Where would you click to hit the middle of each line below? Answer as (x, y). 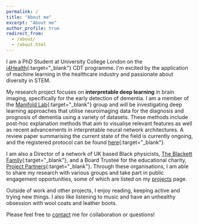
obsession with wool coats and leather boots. (62, 203)
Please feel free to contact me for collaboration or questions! (80, 215)
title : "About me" (29, 17)
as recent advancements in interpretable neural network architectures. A (95, 129)
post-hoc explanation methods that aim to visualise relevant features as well (99, 123)
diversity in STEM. (29, 80)
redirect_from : (25, 34)
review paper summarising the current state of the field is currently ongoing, (99, 136)
